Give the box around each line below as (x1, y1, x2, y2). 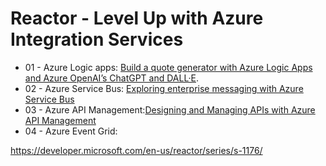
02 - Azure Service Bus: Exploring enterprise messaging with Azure (24, 82, 304, 94)
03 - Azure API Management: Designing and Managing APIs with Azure (24, 103, 316, 116)
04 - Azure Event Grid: (24, 125, 118, 137)
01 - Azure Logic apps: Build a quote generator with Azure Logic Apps (24, 61, 313, 73)
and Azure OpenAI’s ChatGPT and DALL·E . (24, 72, 199, 84)
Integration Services (10, 28, 184, 51)
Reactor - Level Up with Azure (10, 7, 264, 30)
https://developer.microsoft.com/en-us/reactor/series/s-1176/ (10, 144, 263, 156)
